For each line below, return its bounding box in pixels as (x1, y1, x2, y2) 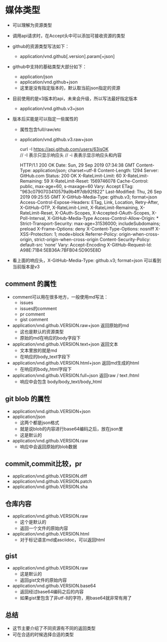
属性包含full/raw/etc (19, 126, 61, 132)
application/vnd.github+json (19, 78, 78, 85)
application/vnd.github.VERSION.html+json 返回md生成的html (12, 359, 140, 365)
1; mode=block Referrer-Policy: (54, 231, 118, 237)
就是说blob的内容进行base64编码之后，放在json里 (19, 425, 123, 431)
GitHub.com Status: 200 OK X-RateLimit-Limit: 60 (19, 172, 122, 178)
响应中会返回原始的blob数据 (19, 443, 77, 449)
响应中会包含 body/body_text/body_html (19, 378, 102, 384)
